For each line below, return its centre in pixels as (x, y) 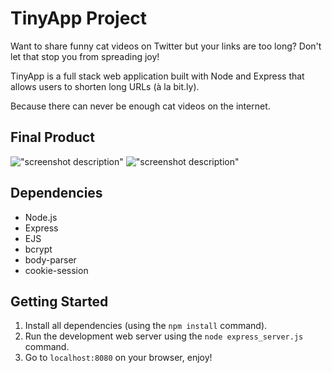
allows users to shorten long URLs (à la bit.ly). (105, 86)
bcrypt (38, 249)
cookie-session (56, 270)
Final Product (52, 137)
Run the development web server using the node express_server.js (164, 336)
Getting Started (59, 301)
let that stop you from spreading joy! (85, 56)
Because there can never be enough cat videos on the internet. (140, 106)
